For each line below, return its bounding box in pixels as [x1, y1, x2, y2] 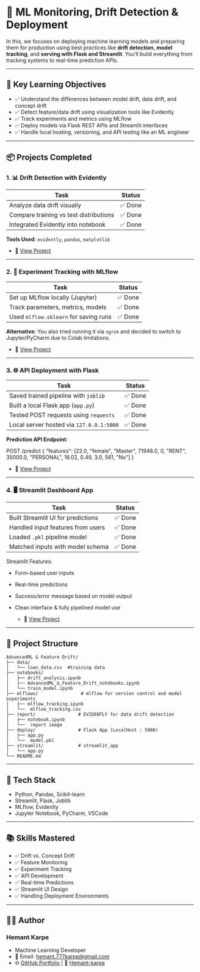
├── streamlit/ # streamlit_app [6, 743, 118, 749]
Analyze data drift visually [9, 201, 82, 210]
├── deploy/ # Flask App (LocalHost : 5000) [6, 727, 159, 733]
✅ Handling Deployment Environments [14, 892, 109, 899]
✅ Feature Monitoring [14, 858, 68, 865]
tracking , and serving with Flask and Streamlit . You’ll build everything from [6, 50, 193, 57]
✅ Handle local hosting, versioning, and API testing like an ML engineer [14, 128, 189, 136]
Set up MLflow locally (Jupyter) [9, 293, 97, 301]
